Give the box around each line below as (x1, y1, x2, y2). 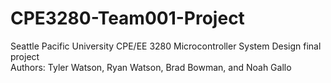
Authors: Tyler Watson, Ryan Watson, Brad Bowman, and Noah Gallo (10, 61, 292, 73)
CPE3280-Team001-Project (10, 7, 245, 30)
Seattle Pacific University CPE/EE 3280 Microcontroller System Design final (10, 40, 322, 52)
